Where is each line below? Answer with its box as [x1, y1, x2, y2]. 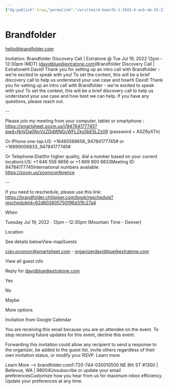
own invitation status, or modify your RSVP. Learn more [5, 352, 120, 358]
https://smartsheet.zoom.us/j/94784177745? [5, 123, 97, 129]
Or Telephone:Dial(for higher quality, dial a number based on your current [5, 153, 157, 159]
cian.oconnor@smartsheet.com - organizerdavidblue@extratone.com [5, 248, 149, 254]
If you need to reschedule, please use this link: [5, 189, 102, 195]
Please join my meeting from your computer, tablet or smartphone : [5, 118, 144, 124]
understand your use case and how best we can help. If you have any [5, 93, 149, 99]
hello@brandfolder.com [5, 46, 54, 52]
